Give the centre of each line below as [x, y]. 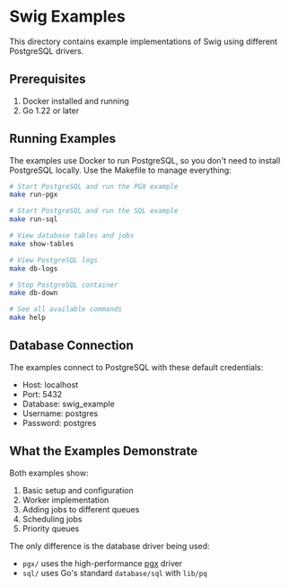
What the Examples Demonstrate [104, 451]
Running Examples [63, 139]
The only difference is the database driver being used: [109, 546]
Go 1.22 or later [51, 111]
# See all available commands [66, 309]
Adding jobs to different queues [81, 509]
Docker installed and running [76, 101]
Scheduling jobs [52, 519]
